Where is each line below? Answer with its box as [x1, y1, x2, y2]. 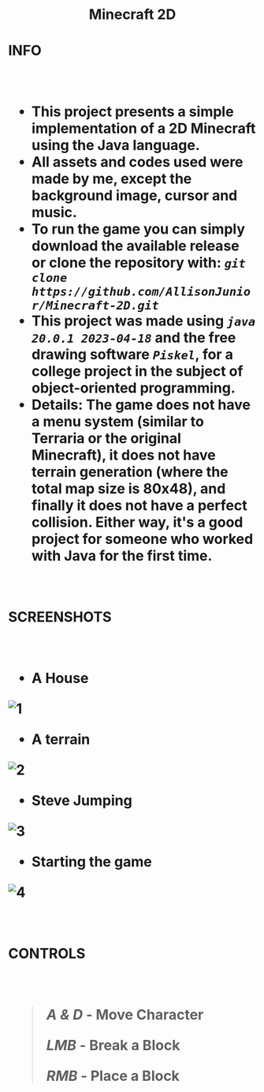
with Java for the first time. [31, 547, 213, 565]
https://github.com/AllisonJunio [31, 284, 251, 299]
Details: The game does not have [31, 396, 251, 414]
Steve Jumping [31, 792, 132, 810]
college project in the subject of [31, 362, 244, 381]
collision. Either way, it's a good [31, 513, 244, 531]
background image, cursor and [31, 187, 238, 205]
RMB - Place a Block [46, 1068, 180, 1085]
